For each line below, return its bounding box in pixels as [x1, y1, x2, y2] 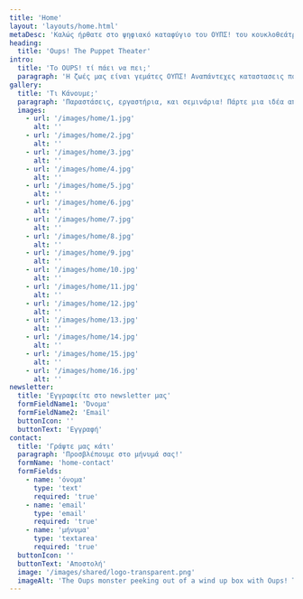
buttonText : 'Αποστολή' [17, 559, 106, 568]
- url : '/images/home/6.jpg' [25, 198, 135, 208]
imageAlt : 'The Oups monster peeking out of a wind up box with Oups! [17, 576, 289, 585]
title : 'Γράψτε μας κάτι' [17, 442, 115, 451]
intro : [9, 55, 34, 64]
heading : [9, 38, 42, 48]
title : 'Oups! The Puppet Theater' [17, 47, 151, 56]
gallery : [9, 80, 42, 89]
